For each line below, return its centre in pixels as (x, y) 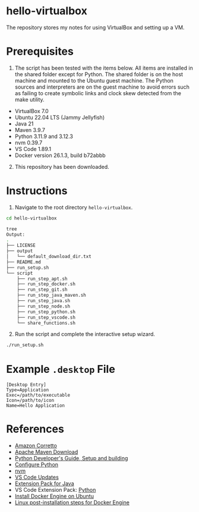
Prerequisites (40, 51)
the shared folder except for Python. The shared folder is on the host (99, 74)
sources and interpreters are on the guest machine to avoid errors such (102, 87)
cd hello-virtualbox (32, 218)
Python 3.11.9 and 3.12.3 (44, 136)
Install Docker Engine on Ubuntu (54, 496)
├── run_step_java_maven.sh (51, 296)
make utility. (29, 99)
